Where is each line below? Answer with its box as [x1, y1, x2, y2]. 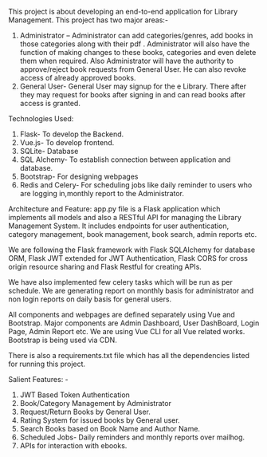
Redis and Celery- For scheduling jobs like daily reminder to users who [19, 180, 253, 190]
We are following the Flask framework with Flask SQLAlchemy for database [8, 245, 256, 254]
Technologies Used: [8, 114, 74, 123]
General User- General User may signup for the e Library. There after [19, 81, 247, 91]
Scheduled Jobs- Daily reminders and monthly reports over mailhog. [19, 432, 245, 442]
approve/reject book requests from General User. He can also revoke [19, 65, 247, 74]
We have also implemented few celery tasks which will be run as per [8, 278, 233, 286]
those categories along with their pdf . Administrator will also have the [19, 39, 250, 49]
